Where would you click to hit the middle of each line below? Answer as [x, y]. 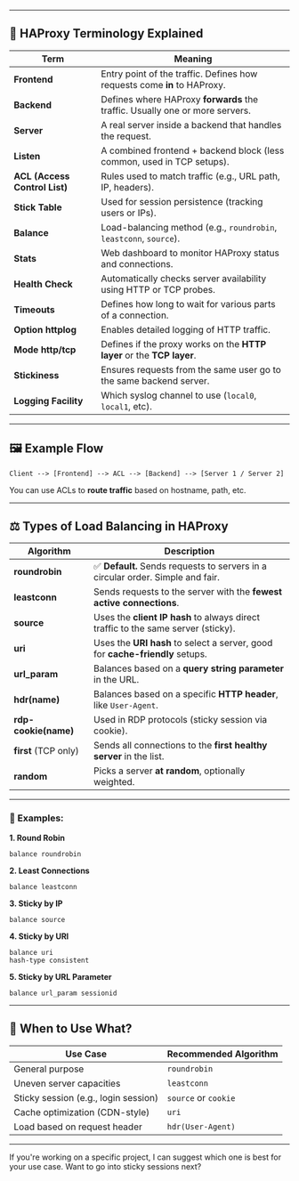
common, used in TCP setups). [165, 161]
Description [190, 551]
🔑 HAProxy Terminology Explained [106, 33]
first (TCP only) [47, 751]
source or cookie [201, 1097]
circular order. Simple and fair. [157, 578]
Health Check [43, 284]
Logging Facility [48, 400]
